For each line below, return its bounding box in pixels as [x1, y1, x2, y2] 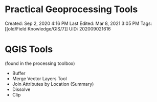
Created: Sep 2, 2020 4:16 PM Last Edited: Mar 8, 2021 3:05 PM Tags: [5, 20, 152, 26]
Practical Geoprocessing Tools [5, 4, 138, 15]
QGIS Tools [5, 44, 53, 55]
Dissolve [12, 86, 31, 92]
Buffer [12, 70, 26, 76]
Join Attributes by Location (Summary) [12, 81, 94, 87]
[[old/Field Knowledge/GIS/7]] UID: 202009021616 [5, 25, 111, 31]
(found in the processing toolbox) [5, 60, 75, 66]
